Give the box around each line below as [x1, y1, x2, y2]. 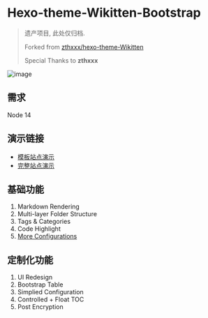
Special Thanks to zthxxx [24, 56, 98, 64]
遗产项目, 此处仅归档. [24, 29, 85, 37]
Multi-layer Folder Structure [17, 210, 98, 218]
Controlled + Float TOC [17, 295, 84, 304]
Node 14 [7, 110, 31, 119]
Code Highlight [17, 225, 61, 233]
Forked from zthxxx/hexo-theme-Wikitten [24, 43, 144, 51]
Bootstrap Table [17, 280, 64, 289]
